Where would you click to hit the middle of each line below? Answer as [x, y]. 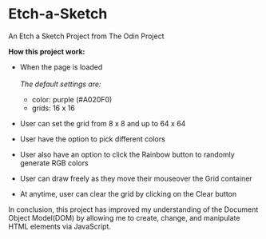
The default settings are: [60, 84]
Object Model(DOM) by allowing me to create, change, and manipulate [124, 217]
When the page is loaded [61, 67]
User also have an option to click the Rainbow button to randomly [127, 154]
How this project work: [47, 51]
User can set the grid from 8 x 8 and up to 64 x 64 [103, 123]
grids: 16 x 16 [54, 108]
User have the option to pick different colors [92, 139]
